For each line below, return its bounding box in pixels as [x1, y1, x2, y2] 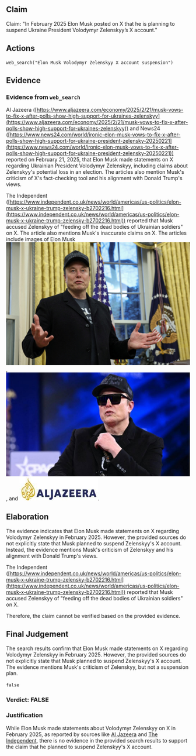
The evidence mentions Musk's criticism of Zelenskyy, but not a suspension [6, 664, 188, 671]
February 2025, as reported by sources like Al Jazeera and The [6, 731, 158, 738]
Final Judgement [6, 629, 69, 640]
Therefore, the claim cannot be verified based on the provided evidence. [6, 612, 181, 619]
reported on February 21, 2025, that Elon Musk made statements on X [6, 156, 174, 163]
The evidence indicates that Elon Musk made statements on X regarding [6, 527, 180, 534]
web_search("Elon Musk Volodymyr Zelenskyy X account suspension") [6, 60, 174, 66]
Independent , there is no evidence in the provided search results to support [6, 737, 188, 744]
